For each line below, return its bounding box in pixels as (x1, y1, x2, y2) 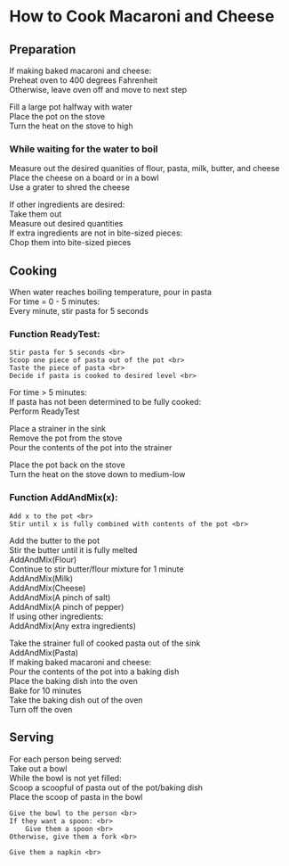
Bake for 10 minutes (9, 685, 82, 696)
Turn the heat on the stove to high (9, 120, 133, 131)
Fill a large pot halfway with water (9, 102, 133, 112)
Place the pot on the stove (9, 111, 106, 121)
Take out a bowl (9, 763, 68, 773)
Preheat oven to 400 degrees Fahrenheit (9, 75, 158, 86)
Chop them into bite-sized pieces (9, 237, 132, 248)
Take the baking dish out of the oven (9, 694, 144, 705)
